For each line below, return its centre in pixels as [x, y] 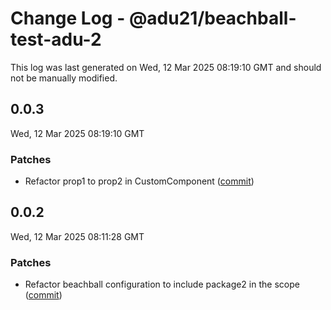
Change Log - [68, 18]
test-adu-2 [56, 39]
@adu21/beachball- [212, 18]
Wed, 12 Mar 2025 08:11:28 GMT [77, 236]
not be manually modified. [64, 78]
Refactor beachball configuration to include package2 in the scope [162, 284]
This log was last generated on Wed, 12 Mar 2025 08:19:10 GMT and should [166, 67]
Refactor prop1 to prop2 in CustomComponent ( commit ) [139, 181]
